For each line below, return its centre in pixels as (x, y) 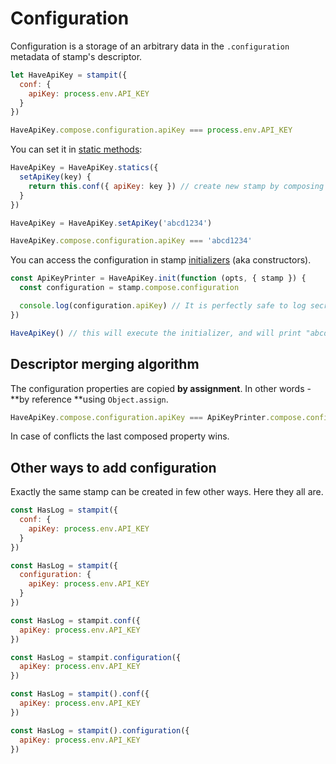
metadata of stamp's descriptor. (76, 56)
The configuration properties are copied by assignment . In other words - (161, 388)
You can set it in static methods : (76, 149)
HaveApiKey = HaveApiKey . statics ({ (84, 168)
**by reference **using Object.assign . (89, 399)
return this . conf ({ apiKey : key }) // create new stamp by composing (176, 186)
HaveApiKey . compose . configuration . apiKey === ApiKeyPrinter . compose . (158, 417)
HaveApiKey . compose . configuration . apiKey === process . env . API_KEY (151, 130)
